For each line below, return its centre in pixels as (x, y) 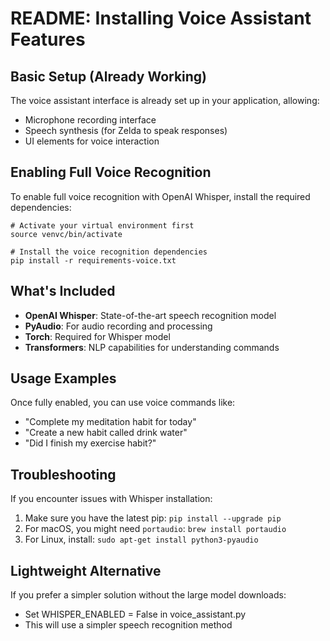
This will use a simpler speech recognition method (128, 625)
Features (48, 39)
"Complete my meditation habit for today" (110, 422)
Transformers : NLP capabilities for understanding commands (152, 347)
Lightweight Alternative (86, 570)
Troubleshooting (63, 474)
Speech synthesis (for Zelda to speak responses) (126, 130)
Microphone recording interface (90, 120)
